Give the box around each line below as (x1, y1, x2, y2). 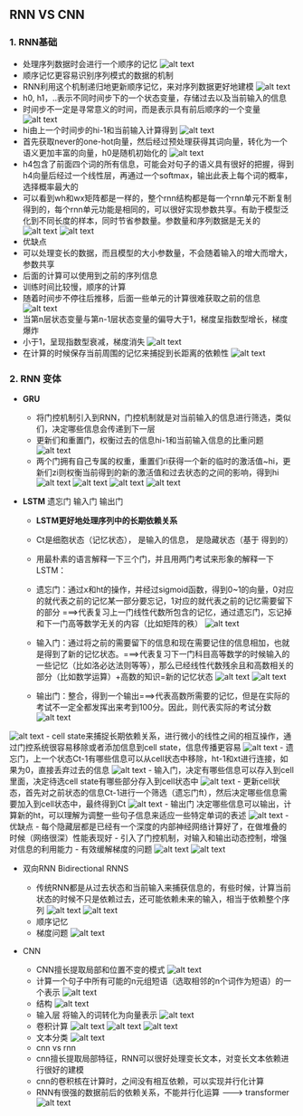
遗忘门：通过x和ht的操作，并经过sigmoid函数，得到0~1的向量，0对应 (35, 584, 294, 595)
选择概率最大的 (22, 181, 79, 192)
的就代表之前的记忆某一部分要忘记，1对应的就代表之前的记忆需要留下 (35, 595, 294, 606)
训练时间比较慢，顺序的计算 (22, 281, 127, 292)
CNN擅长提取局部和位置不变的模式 (35, 964, 166, 975)
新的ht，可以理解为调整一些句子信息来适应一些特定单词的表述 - (16, 809, 289, 820)
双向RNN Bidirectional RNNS (22, 863, 129, 873)
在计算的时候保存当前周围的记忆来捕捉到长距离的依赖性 (22, 348, 229, 358)
